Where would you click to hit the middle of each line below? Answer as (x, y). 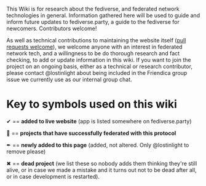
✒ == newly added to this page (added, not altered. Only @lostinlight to (98, 145)
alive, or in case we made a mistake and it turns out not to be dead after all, (101, 170)
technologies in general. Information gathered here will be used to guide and (103, 15)
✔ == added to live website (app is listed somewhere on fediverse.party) (99, 121)
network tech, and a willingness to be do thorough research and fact (93, 53)
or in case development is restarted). (53, 176)
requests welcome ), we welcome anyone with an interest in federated (94, 47)
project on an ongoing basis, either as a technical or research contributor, (99, 66)
